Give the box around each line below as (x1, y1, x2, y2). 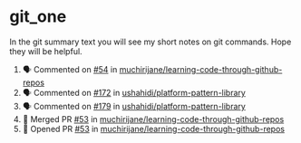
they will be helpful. (9, 45, 83, 56)
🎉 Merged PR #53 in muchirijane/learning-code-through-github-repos (22, 113, 285, 124)
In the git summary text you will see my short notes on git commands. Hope (9, 36, 292, 47)
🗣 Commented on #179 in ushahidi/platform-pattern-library (22, 100, 247, 111)
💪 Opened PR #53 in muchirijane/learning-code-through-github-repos (22, 123, 286, 134)
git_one (9, 6, 67, 27)
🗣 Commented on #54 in (22, 63, 118, 74)
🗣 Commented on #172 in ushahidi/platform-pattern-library (22, 87, 247, 98)
